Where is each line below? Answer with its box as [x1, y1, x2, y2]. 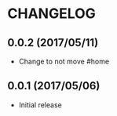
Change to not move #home [18, 56, 110, 66]
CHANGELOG [7, 5, 96, 23]
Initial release [18, 100, 62, 110]
